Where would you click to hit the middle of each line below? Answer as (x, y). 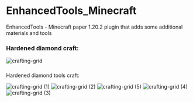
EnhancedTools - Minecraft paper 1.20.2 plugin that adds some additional (94, 27)
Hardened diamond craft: (42, 48)
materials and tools (29, 33)
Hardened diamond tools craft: (43, 75)
